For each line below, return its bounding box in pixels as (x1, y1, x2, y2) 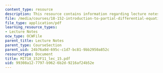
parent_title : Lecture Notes (5, 38, 64, 43)
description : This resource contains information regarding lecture (5, 12, 147, 16)
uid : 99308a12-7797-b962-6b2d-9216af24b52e (5, 61, 95, 65)
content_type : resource (5, 7, 53, 12)
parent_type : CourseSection (5, 43, 62, 48)
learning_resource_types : (5, 25, 57, 30)
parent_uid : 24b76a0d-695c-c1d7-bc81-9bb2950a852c (5, 47, 110, 52)
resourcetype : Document (5, 51, 53, 57)
